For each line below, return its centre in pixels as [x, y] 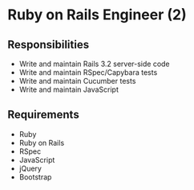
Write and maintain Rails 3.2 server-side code [94, 64]
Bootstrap [35, 177]
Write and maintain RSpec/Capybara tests [88, 72]
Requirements [43, 115]
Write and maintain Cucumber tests [77, 81]
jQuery [30, 168]
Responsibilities [48, 45]
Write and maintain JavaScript [69, 89]
